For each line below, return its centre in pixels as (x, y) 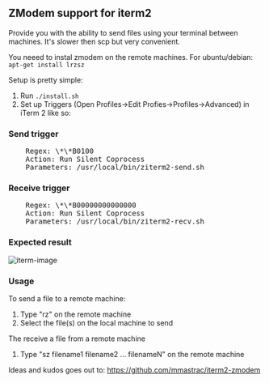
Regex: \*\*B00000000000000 (81, 205)
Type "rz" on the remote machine (76, 314)
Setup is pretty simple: (46, 79)
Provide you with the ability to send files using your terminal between (123, 32)
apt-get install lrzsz (46, 65)
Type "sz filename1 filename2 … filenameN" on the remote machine (132, 354)
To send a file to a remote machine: (67, 298)
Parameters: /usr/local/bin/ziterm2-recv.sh (115, 221)
